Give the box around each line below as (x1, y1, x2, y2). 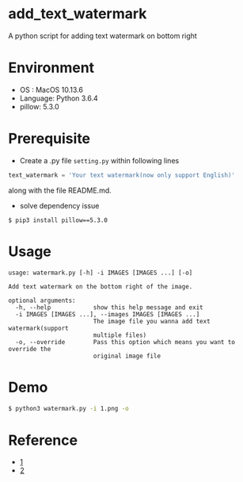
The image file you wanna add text (93, 317, 211, 325)
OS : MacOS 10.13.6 (19, 85, 83, 94)
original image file (93, 352, 161, 360)
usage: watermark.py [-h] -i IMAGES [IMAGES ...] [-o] (8, 269, 193, 277)
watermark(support (8, 324, 69, 332)
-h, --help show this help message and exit (15, 303, 203, 312)
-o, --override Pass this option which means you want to (15, 338, 236, 346)
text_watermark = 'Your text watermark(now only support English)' (8, 171, 236, 179)
